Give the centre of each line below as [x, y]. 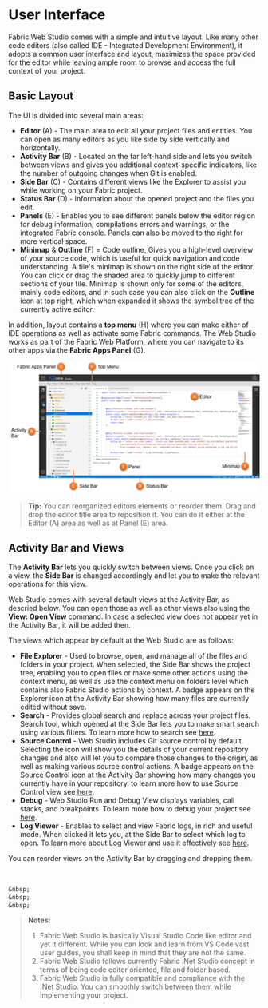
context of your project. [47, 70]
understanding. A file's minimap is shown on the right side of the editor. [137, 266]
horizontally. [40, 147]
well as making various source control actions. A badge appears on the [136, 767]
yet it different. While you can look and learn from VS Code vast [144, 944]
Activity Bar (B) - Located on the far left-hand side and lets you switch [136, 156]
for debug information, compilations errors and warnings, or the [124, 224]
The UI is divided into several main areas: [76, 115]
